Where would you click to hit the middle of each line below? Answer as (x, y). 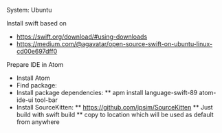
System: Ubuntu (29, 10)
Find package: (37, 85)
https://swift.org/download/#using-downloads (82, 37)
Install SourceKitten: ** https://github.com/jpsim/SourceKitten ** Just (115, 107)
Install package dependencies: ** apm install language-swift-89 (107, 93)
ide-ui (25, 100)
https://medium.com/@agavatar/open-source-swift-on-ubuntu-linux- (114, 44)
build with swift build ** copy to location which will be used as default (115, 114)
